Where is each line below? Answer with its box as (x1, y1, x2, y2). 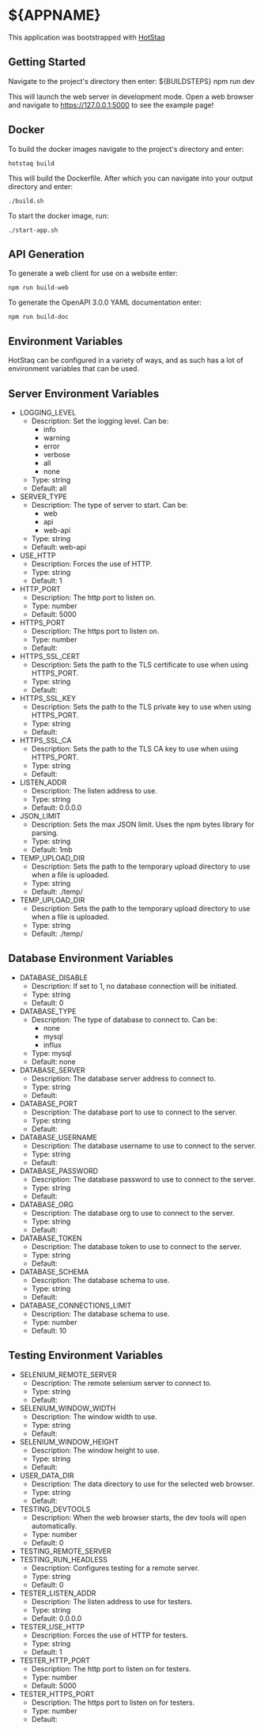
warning (43, 433, 70, 442)
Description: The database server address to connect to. (31, 1073, 216, 1083)
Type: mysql (31, 1048, 72, 1058)
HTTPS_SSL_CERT (19, 652, 81, 661)
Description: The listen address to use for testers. (31, 1596, 193, 1606)
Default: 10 (31, 1326, 67, 1335)
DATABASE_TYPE (19, 1006, 77, 1016)
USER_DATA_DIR (19, 1471, 74, 1480)
